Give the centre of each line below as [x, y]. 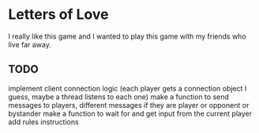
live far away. [30, 44]
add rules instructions [43, 122]
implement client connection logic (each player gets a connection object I [128, 88]
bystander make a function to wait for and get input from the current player [130, 113]
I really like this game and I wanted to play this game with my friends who [127, 36]
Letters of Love [58, 15]
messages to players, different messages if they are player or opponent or [129, 105]
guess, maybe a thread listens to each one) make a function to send [118, 97]
